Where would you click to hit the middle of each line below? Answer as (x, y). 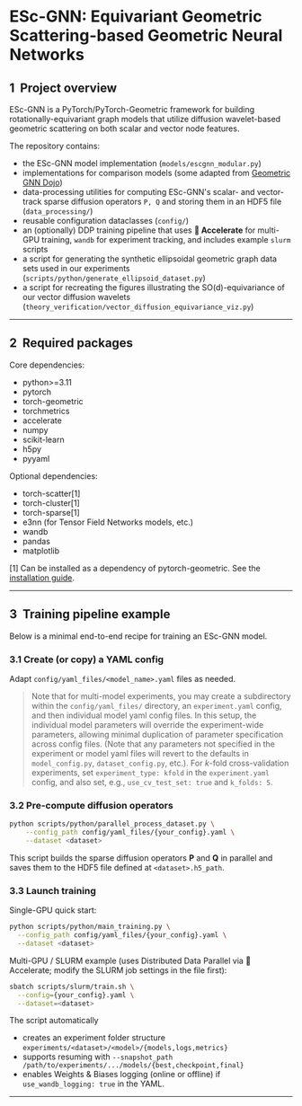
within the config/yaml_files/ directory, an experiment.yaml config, (156, 705)
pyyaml (36, 458)
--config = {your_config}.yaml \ (76, 995)
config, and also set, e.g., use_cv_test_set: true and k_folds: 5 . (152, 782)
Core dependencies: (47, 365)
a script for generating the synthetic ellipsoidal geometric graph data (149, 259)
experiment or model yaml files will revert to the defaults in (140, 753)
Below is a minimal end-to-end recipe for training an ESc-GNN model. (138, 636)
